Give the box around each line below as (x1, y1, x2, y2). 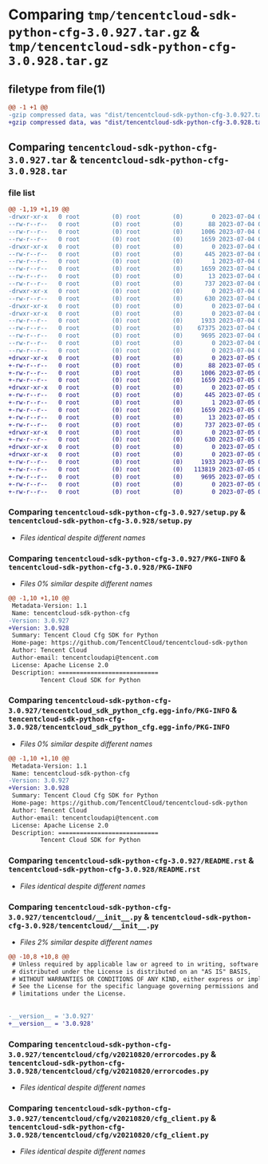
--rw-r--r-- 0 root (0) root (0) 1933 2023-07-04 (8, 317, 255, 325)
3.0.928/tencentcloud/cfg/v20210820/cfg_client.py (8, 1130, 209, 1139)
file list (8, 187, 36, 198)
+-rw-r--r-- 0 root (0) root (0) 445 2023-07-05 (8, 391, 255, 399)
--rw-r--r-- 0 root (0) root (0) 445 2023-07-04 (8, 250, 255, 258)
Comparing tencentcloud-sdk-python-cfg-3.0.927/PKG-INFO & (8, 553, 246, 564)
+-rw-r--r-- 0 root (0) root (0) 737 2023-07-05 (8, 421, 255, 429)
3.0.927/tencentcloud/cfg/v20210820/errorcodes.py (8, 1050, 209, 1059)
